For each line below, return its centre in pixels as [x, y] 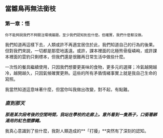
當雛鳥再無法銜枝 [30, 9]
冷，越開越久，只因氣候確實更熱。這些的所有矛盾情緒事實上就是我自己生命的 [81, 73]
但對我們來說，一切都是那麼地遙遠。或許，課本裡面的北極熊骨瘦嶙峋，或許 [79, 50]
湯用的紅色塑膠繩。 [24, 121]
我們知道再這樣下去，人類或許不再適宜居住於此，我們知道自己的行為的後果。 [81, 45]
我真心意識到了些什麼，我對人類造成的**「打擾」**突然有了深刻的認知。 [77, 131]
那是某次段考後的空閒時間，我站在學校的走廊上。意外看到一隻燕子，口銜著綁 [81, 114]
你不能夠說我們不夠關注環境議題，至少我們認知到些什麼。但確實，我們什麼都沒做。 [75, 35]
